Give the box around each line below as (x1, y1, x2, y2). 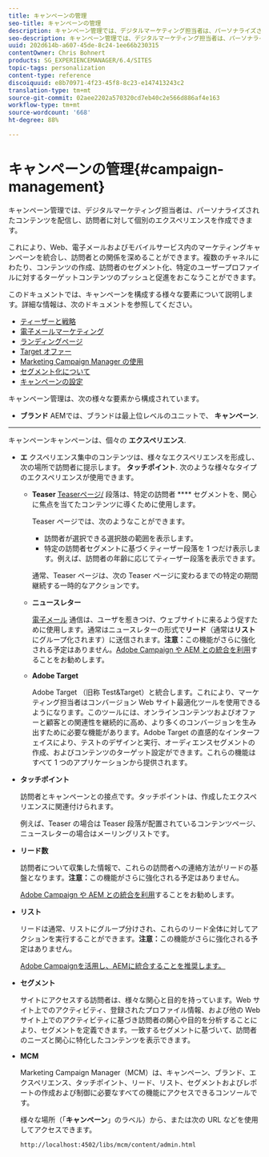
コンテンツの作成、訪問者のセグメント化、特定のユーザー (35, 262, 226, 272)
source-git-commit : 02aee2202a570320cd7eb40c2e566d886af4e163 (8, 94, 220, 102)
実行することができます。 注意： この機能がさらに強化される (54, 933, 251, 943)
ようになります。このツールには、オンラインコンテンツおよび (31, 707, 235, 717)
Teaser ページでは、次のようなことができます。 (31, 516, 190, 526)
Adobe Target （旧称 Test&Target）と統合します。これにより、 (31, 687, 239, 697)
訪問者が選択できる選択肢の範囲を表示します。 (43, 533, 198, 543)
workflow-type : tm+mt (8, 101, 81, 109)
